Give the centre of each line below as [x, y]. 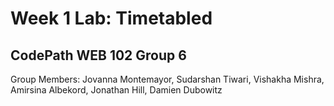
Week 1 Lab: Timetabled [111, 18]
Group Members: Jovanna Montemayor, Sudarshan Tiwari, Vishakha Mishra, [167, 79]
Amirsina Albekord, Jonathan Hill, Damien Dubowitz [116, 90]
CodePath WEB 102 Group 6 [98, 55]
